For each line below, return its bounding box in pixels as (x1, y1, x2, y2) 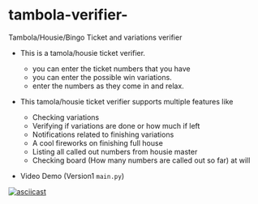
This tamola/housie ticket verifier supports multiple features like (19, 96, 234, 106)
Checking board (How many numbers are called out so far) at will (32, 155, 251, 165)
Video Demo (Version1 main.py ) (19, 171, 125, 181)
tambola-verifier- (8, 6, 128, 24)
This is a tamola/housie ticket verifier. (19, 48, 146, 57)
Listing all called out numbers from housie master (32, 147, 198, 156)
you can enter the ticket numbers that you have (32, 63, 191, 74)
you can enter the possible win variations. (32, 72, 172, 82)
